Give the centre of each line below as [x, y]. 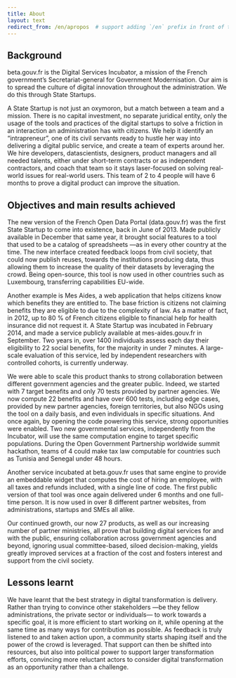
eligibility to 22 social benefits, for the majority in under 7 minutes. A [106, 348]
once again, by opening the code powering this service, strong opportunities [118, 421]
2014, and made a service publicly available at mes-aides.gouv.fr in [105, 333]
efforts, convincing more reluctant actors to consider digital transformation [115, 659]
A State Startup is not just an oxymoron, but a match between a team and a [116, 108]
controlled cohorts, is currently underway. [68, 363]
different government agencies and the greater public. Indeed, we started [113, 384]
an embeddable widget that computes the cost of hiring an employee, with [115, 480]
